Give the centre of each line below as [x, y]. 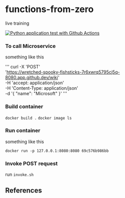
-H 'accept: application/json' [35, 83]
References [24, 190]
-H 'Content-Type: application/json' [42, 88]
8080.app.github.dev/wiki [32, 78]
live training [17, 23]
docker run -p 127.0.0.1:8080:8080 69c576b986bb [57, 151]
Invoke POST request [31, 163]
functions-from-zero [49, 9]
